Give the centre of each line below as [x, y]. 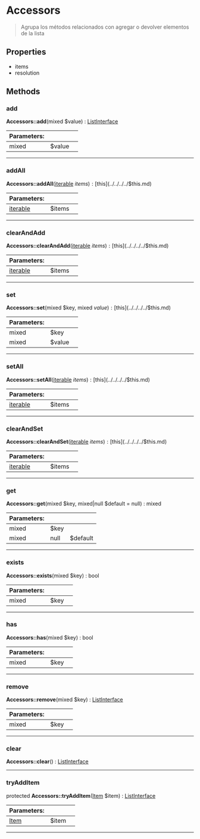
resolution [27, 73]
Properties [26, 52]
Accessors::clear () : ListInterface [47, 761]
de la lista [32, 33]
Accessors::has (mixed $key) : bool [50, 637]
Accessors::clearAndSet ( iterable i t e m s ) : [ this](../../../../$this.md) [87, 441]
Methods [23, 92]
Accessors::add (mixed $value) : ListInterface [62, 122]
